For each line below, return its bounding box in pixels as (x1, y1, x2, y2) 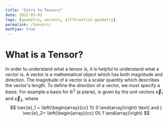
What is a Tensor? (5, 49, 83, 61)
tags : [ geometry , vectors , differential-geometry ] (5, 17, 116, 22)
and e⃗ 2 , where (5, 95, 38, 103)
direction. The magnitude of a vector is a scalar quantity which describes (5, 77, 160, 83)
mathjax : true (5, 27, 36, 32)
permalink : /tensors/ (5, 22, 52, 27)
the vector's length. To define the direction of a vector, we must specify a (5, 82, 160, 89)
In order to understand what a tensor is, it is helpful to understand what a (5, 66, 159, 72)
